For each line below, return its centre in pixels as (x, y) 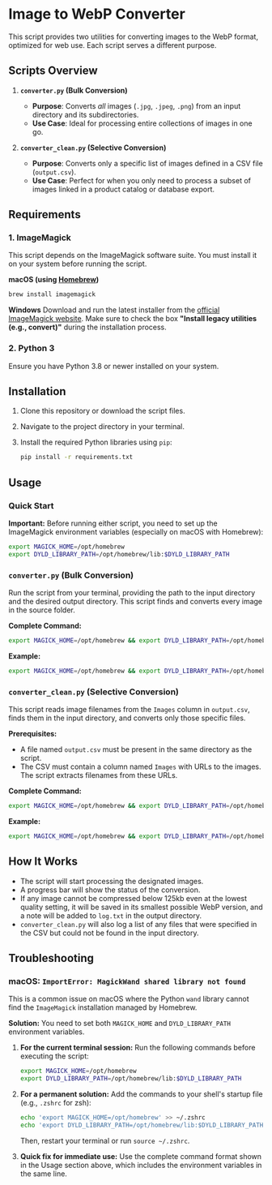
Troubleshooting (51, 958)
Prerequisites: (33, 734)
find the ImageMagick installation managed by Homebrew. (103, 1007)
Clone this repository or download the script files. (102, 411)
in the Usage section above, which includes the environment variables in (141, 1165)
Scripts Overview (53, 71)
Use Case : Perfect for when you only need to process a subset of (142, 180)
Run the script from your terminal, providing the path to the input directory (132, 593)
